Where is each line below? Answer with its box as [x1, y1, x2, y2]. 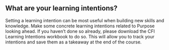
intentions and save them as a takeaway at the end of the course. [5, 39, 142, 45]
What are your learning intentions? [5, 4, 118, 13]
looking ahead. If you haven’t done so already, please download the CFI [5, 28, 155, 34]
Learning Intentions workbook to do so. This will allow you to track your [5, 33, 155, 39]
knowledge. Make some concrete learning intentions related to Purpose [5, 23, 155, 29]
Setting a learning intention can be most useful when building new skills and [5, 17, 164, 23]
